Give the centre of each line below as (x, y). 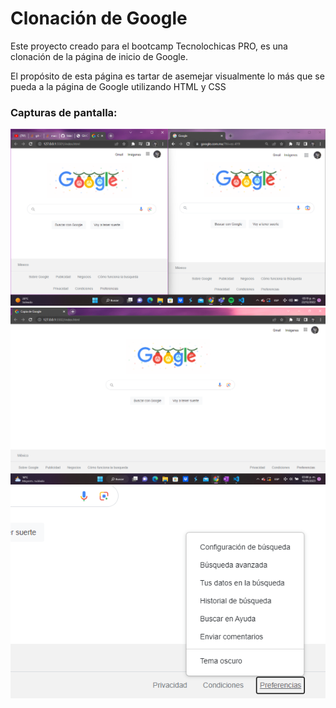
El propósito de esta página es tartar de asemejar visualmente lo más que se (167, 76)
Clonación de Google (99, 18)
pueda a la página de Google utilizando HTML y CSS (118, 86)
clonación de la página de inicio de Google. (99, 56)
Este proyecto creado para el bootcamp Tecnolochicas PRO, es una (149, 46)
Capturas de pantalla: (64, 112)
